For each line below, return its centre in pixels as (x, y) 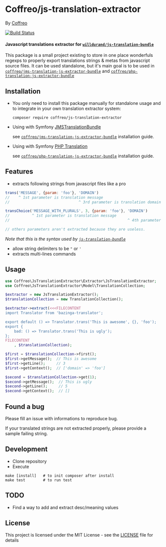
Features (19, 171)
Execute (21, 466)
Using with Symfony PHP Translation (50, 146)
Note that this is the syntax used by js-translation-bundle (65, 239)
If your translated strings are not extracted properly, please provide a (76, 428)
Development (27, 449)
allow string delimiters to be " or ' (47, 249)
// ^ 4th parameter (83, 221)
